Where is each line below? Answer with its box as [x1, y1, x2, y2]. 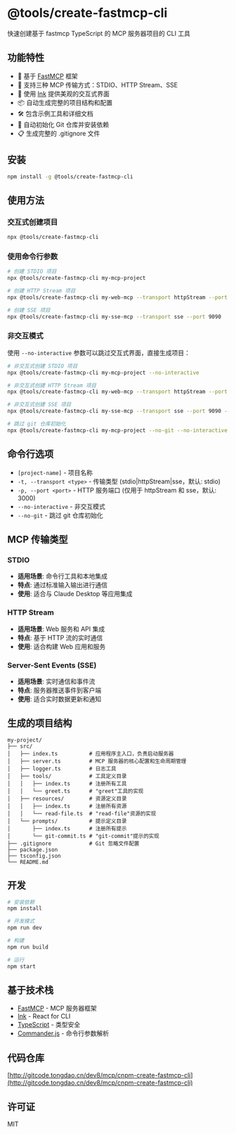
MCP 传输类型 [7, 534, 68, 546]
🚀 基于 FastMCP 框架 [17, 72, 79, 80]
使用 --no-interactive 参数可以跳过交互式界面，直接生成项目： [7, 348, 191, 357]
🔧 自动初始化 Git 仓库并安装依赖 [17, 120, 110, 128]
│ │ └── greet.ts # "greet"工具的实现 [7, 787, 144, 794]
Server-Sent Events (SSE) [7, 660, 97, 670]
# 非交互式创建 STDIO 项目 [7, 362, 78, 369]
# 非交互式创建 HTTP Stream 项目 [7, 382, 97, 389]
